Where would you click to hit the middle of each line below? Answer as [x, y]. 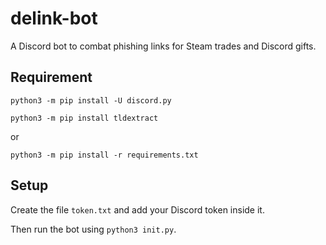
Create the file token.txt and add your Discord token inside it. [137, 209]
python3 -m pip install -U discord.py [91, 100]
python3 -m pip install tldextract [84, 118]
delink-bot [54, 18]
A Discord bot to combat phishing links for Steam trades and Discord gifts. [163, 46]
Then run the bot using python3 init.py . [93, 229]
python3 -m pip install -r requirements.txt [104, 155]
